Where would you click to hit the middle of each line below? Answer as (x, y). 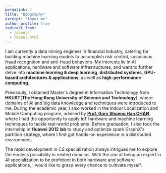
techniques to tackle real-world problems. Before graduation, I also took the (83, 124)
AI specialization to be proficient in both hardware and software (70, 160)
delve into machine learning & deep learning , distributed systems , (74, 72)
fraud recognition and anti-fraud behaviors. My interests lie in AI (71, 62)
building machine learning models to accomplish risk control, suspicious (79, 56)
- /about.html (24, 38)
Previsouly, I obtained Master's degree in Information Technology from (77, 92)
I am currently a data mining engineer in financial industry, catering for (77, 51)
